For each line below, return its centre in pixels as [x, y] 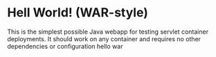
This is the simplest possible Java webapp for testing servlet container [108, 32]
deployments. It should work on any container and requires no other [104, 38]
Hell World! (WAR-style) [78, 13]
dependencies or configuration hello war [65, 46]
